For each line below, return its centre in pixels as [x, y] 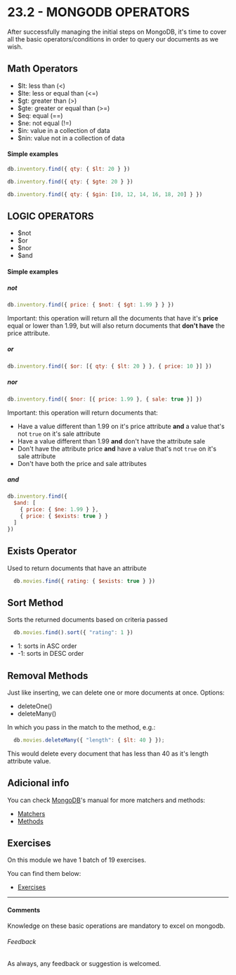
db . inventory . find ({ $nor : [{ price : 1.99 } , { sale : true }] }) [105, 399]
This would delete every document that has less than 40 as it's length [108, 754]
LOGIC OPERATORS [51, 216]
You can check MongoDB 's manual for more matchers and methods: [106, 800]
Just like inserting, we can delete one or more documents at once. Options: [116, 692]
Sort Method [35, 603]
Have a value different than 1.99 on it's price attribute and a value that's [121, 426]
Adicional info [38, 783]
